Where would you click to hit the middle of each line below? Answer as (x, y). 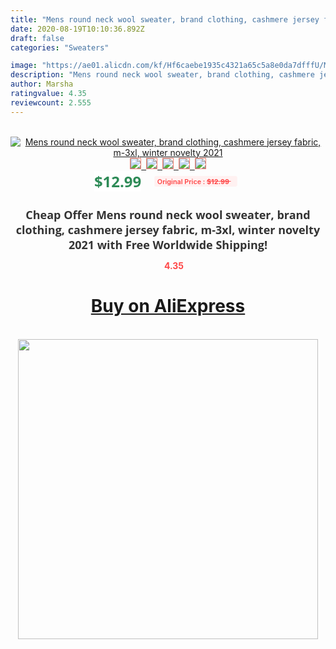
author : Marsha (42, 84)
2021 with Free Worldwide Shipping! (168, 244)
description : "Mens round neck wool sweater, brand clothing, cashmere (162, 75)
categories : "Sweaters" (60, 47)
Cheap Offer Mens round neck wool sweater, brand (168, 214)
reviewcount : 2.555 (51, 102)
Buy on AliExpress (168, 306)
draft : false (37, 38)
